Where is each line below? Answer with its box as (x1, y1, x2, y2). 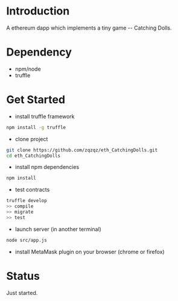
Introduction (6, 4, 70, 18)
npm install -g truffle (6, 124, 66, 130)
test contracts (14, 186, 50, 194)
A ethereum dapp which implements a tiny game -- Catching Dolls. (6, 24, 172, 31)
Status (6, 269, 40, 283)
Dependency (6, 45, 72, 59)
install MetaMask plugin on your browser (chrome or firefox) (14, 248, 165, 255)
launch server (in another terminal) (14, 225, 101, 233)
